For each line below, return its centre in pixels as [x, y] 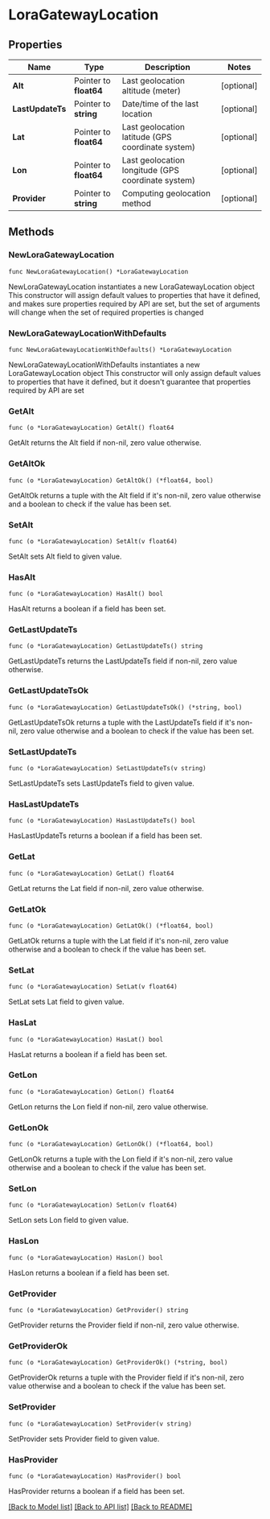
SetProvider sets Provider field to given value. [84, 1439]
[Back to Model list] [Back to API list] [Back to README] [100, 1506]
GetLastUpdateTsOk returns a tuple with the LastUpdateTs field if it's [122, 722]
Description [167, 67]
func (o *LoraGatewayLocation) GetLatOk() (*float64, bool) [111, 926]
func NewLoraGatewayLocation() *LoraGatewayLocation [98, 271]
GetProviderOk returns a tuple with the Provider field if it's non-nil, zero [126, 1377]
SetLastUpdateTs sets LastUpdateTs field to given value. [101, 783]
